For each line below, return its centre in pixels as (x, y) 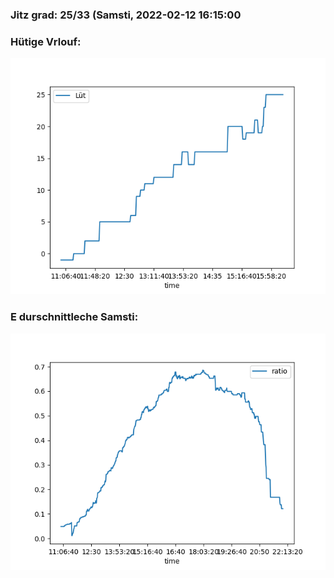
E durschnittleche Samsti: (74, 317)
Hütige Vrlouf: (46, 41)
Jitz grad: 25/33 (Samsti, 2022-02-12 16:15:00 (126, 15)
